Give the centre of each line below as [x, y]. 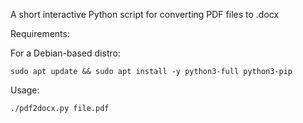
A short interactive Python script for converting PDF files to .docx [145, 14]
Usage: [25, 90]
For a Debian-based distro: [65, 53]
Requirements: [40, 33]
